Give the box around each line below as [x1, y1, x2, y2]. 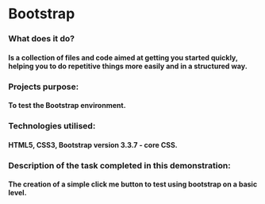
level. [8, 188, 27, 198]
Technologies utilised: [8, 121, 96, 132]
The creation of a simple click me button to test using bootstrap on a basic [8, 179, 258, 189]
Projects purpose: [8, 81, 79, 92]
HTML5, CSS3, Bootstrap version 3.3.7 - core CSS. [8, 140, 179, 149]
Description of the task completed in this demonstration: [8, 160, 232, 171]
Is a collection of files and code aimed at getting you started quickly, [8, 52, 238, 62]
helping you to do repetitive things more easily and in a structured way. [8, 61, 248, 71]
